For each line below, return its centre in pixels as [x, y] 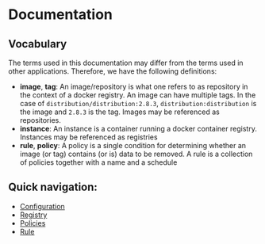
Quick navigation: [53, 187]
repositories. [40, 120]
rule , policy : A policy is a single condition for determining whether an [133, 145]
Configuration [42, 206]
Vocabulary [38, 44]
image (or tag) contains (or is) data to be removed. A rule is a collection [136, 154]
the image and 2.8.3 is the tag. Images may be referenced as [119, 112]
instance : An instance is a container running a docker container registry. [138, 129]
